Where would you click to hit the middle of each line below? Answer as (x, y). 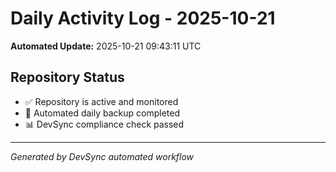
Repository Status (67, 77)
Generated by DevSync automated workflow (102, 156)
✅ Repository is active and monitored (101, 101)
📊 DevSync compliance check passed (104, 124)
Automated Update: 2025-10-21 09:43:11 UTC (106, 46)
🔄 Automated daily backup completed (102, 113)
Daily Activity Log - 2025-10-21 (143, 18)
